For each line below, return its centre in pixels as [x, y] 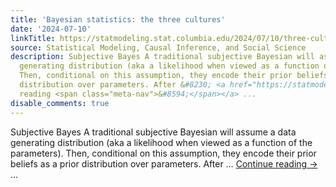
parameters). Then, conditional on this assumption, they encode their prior [163, 153]
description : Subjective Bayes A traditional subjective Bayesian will [162, 57]
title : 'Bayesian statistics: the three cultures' [118, 19]
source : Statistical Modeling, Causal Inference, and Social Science [158, 47]
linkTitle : [33, 38]
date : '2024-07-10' [51, 29]
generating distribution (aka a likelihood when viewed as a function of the [161, 142]
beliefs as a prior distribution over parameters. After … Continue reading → [164, 163]
